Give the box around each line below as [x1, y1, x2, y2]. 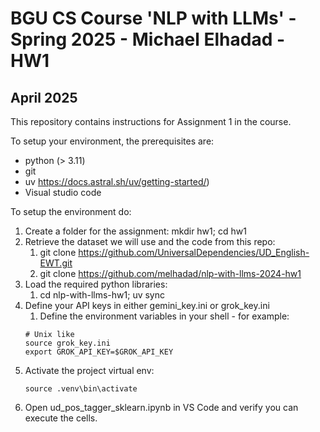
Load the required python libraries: [24, 278, 168, 290]
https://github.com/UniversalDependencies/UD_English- [78, 247, 310, 258]
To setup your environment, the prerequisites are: [10, 135, 215, 147]
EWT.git [39, 257, 73, 269]
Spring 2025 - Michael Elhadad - [10, 28, 286, 51]
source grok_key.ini [24, 338, 111, 348]
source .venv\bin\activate [24, 384, 138, 394]
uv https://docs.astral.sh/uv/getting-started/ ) [24, 176, 210, 187]
